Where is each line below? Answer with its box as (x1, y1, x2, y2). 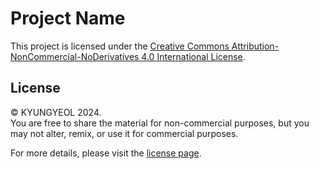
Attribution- (231, 40, 280, 52)
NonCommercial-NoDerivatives (10, 50, 140, 62)
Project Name (10, 7, 126, 30)
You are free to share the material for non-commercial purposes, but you (10, 117, 310, 129)
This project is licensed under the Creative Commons (10, 40, 230, 52)
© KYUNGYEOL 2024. (10, 106, 102, 118)
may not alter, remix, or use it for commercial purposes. (10, 127, 239, 139)
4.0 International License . (141, 50, 246, 62)
